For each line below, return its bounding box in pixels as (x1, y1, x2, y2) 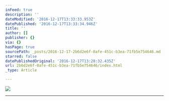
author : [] (5, 30, 28, 35)
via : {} (5, 40, 22, 45)
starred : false (5, 53, 37, 59)
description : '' (5, 12, 39, 17)
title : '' (5, 26, 26, 31)
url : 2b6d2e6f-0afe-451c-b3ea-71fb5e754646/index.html (5, 63, 123, 68)
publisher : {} (5, 35, 35, 40)
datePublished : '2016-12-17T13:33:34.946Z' (5, 21, 98, 26)
